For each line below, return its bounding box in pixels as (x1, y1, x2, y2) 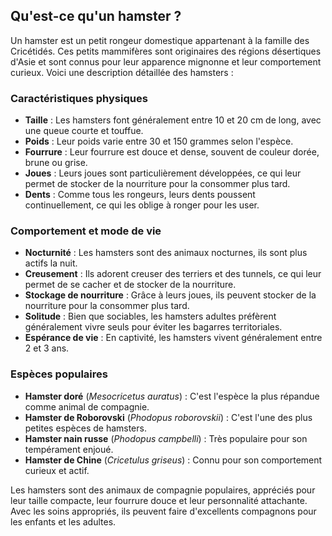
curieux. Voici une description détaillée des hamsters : (10, 66, 234, 78)
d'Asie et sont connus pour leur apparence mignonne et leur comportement (10, 55, 322, 68)
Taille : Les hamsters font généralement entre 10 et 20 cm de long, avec (24, 114, 322, 126)
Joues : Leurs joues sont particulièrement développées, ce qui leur (24, 167, 302, 179)
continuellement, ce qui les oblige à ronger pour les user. (24, 199, 260, 211)
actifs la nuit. (24, 257, 78, 269)
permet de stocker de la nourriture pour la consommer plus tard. (24, 178, 291, 190)
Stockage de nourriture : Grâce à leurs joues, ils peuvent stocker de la (24, 289, 317, 301)
